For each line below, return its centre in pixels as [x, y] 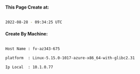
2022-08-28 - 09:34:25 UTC [34, 22]
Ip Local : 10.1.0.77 [29, 67]
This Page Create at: [27, 7]
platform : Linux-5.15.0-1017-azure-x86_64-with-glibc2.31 [70, 58]
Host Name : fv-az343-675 [32, 49]
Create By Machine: [27, 33]
